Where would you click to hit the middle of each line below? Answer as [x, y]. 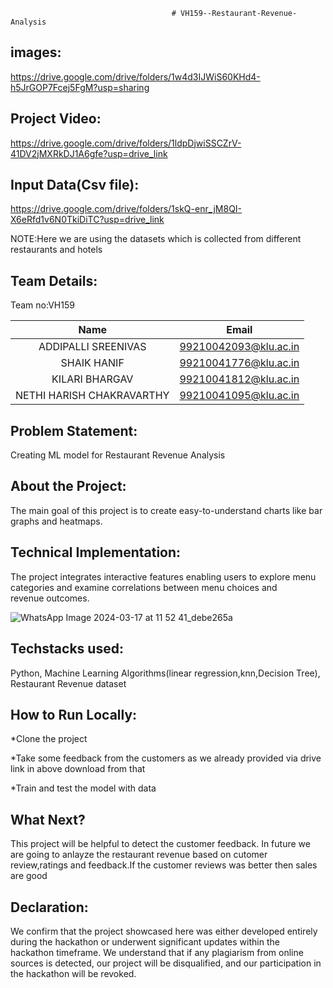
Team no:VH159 [42, 305]
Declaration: [49, 907]
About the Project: [68, 486]
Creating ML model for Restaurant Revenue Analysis [118, 455]
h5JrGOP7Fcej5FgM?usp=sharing [80, 87]
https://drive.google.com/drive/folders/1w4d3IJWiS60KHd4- [135, 76]
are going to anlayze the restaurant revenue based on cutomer [139, 855]
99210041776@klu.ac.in [239, 363]
